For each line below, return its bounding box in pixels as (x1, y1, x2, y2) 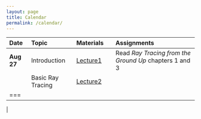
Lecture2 (76, 77, 102, 86)
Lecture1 (76, 56, 102, 65)
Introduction (31, 56, 66, 65)
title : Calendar (6, 14, 47, 20)
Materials (76, 39, 104, 47)
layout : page (6, 8, 39, 15)
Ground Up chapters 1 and (115, 56, 191, 65)
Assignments (115, 39, 154, 47)
